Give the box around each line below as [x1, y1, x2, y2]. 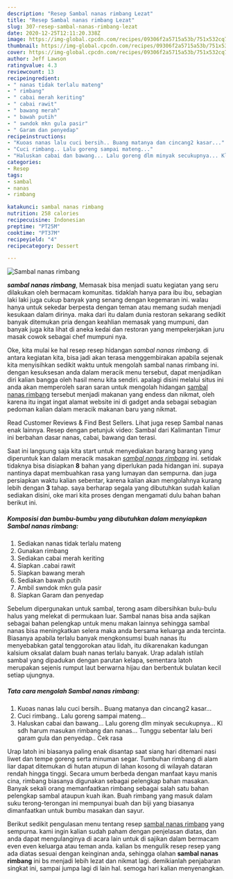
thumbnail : [7, 42, 39, 49]
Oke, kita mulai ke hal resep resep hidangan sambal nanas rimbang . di [7, 346, 209, 354]
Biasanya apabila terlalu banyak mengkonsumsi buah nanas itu [7, 634, 187, 643]
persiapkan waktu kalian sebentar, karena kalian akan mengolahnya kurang [7, 477, 222, 485]
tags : [7, 172, 23, 179]
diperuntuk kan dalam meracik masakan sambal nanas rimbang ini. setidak [7, 454, 222, 463]
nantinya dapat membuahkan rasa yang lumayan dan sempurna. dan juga [7, 469, 217, 477]
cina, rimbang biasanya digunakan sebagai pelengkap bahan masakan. [7, 777, 210, 785]
